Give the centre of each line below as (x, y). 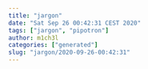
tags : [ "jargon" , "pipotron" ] (59, 30)
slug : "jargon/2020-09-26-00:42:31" (69, 52)
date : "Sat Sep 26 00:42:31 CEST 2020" (75, 23)
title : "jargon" (35, 15)
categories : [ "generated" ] (53, 45)
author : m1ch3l (34, 38)
